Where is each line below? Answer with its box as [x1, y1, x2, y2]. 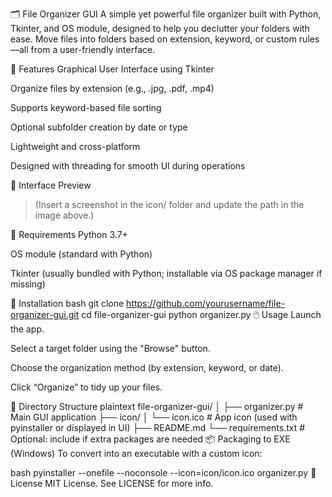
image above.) [34, 209, 95, 221]
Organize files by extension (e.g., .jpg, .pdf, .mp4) [10, 83, 215, 94]
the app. [10, 323, 45, 335]
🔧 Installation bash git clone [10, 298, 125, 309]
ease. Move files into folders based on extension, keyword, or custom [10, 33, 297, 45]
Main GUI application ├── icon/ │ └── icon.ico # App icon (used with [10, 411, 298, 423]
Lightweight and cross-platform [10, 141, 141, 152]
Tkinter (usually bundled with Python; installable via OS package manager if [10, 268, 323, 279]
